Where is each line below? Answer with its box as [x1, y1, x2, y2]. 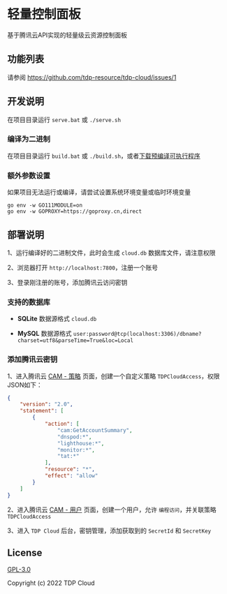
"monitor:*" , [57, 446, 96, 454]
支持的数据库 [7, 297, 51, 307]
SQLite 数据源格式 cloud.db [17, 315, 97, 323]
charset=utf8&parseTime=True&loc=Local [17, 337, 134, 344]
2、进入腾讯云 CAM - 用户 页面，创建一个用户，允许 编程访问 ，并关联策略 [7, 505, 217, 514]
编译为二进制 [7, 134, 51, 144]
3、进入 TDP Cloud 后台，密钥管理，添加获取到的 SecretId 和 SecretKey [7, 526, 212, 535]
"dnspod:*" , [57, 433, 92, 440]
